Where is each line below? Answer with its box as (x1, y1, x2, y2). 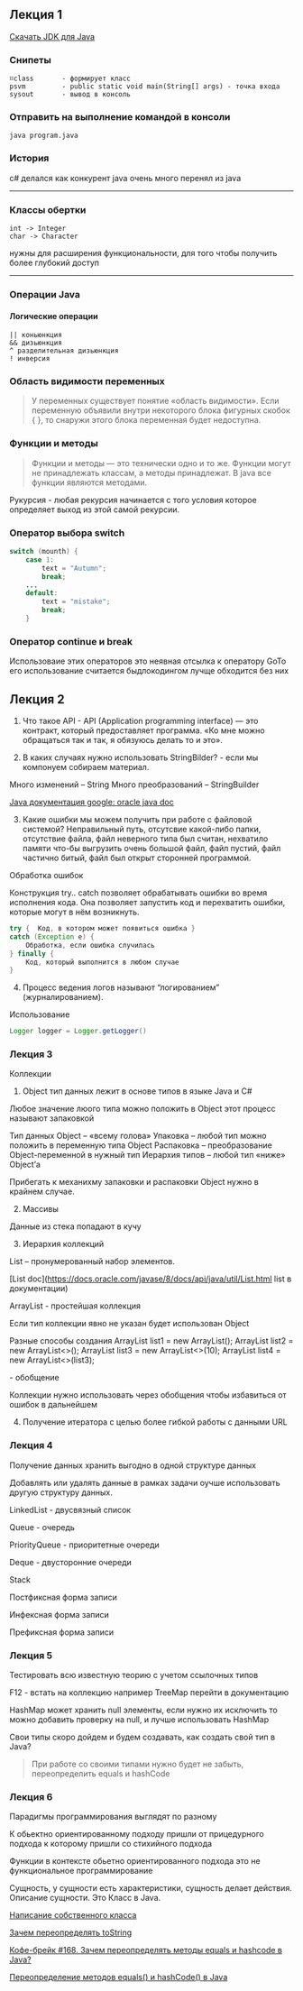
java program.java (9, 131, 78, 141)
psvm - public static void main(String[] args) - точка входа (9, 82, 280, 91)
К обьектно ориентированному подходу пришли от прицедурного (9, 1829, 264, 1840)
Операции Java (9, 288, 81, 300)
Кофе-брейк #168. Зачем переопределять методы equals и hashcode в (9, 1945, 282, 1956)
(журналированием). (22, 992, 104, 1003)
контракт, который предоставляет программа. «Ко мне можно (22, 725, 265, 736)
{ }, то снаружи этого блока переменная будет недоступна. (31, 415, 262, 426)
